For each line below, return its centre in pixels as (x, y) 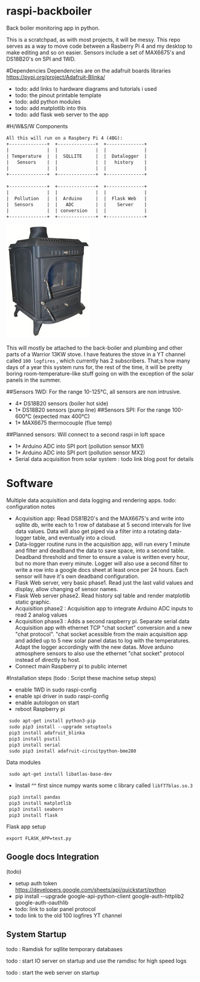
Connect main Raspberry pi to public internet (71, 666)
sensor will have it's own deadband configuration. (77, 576)
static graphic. (33, 602)
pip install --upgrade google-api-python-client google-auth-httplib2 (99, 896)
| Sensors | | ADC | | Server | (77, 205)
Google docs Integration (53, 857)
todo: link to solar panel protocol (55, 909)
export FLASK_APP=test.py (39, 838)
